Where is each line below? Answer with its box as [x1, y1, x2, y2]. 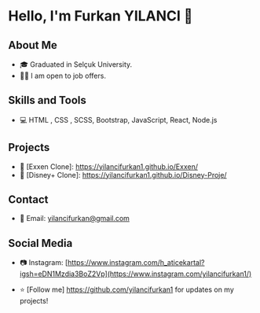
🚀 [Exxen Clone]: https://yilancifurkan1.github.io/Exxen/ [19, 161, 199, 171]
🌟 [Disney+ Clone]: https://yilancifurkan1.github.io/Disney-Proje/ [19, 170, 227, 179]
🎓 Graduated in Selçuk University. [19, 60, 133, 69]
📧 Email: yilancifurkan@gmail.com [19, 214, 130, 223]
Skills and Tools [8, 94, 86, 107]
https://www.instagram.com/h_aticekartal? [68, 258, 205, 267]
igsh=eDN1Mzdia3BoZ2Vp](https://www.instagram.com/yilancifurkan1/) [19, 269, 252, 278]
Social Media [8, 236, 73, 250]
